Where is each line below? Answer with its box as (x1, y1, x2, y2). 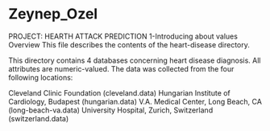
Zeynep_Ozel (8, 5, 98, 23)
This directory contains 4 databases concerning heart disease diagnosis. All (8, 55, 261, 65)
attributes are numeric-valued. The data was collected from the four (8, 63, 235, 73)
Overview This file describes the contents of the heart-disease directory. (8, 39, 250, 49)
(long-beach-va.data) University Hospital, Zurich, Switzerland (8, 105, 214, 115)
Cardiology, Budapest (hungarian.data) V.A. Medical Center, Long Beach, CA (8, 96, 262, 106)
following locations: (8, 72, 73, 82)
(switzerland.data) (8, 113, 69, 123)
